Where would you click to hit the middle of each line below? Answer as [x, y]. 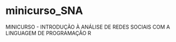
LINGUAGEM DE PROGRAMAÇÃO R [49, 33]
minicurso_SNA [44, 11]
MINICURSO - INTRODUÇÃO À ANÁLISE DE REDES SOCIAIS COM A [88, 27]
